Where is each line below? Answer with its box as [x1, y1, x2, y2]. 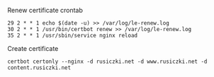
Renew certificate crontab [7, 6, 84, 14]
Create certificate [7, 45, 59, 52]
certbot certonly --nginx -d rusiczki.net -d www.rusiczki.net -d [7, 58, 208, 65]
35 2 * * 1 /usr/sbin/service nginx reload [7, 32, 138, 39]
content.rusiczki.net [7, 64, 72, 71]
